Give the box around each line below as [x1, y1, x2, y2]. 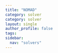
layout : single [5, 21, 37, 27]
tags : [5, 31, 17, 36]
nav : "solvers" [10, 40, 42, 45]
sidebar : [5, 36, 24, 41]
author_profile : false [5, 26, 53, 31]
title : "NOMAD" [5, 7, 37, 13]
